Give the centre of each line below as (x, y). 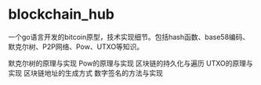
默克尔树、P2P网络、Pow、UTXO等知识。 (76, 46)
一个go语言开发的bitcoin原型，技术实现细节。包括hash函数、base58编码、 (129, 37)
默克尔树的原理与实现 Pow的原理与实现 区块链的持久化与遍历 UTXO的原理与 (130, 63)
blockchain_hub (62, 14)
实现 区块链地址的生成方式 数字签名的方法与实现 (85, 73)
